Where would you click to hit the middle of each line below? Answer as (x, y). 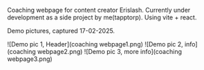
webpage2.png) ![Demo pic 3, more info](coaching (109, 52)
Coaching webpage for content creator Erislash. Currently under (99, 10)
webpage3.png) (30, 59)
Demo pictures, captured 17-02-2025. (61, 31)
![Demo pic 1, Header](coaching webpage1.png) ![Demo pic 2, (95, 44)
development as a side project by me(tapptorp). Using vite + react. (102, 17)
